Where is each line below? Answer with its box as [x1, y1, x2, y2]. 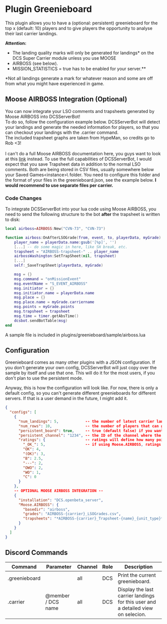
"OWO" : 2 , [23, 465, 43, 470]
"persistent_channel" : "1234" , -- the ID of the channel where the [18, 433, 162, 438]
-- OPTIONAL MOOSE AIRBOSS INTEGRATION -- [14, 489, 103, 494]
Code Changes [5, 195, 42, 202]
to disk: [5, 216, 20, 222]
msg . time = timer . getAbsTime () [14, 313, 79, 318]
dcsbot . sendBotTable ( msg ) [14, 318, 68, 323]
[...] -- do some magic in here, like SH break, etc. [14, 244, 128, 249]
